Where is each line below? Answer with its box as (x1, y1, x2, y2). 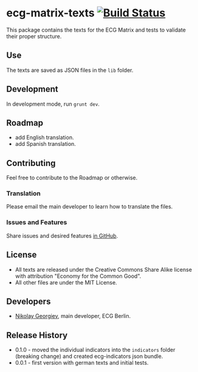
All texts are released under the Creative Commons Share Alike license (15, 266, 193, 273)
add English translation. (15, 134, 74, 141)
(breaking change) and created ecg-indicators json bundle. (15, 353, 163, 360)
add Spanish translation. (15, 140, 76, 148)
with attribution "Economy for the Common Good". (15, 272, 142, 280)
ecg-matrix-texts (6, 6, 95, 20)
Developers (6, 296, 51, 306)
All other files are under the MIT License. (15, 278, 117, 286)
